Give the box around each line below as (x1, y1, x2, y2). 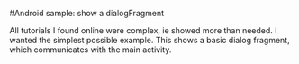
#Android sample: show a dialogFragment (9, 8, 165, 18)
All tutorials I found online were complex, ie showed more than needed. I (9, 25, 277, 35)
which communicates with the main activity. (9, 44, 172, 55)
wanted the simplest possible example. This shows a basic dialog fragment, (9, 35, 290, 45)
